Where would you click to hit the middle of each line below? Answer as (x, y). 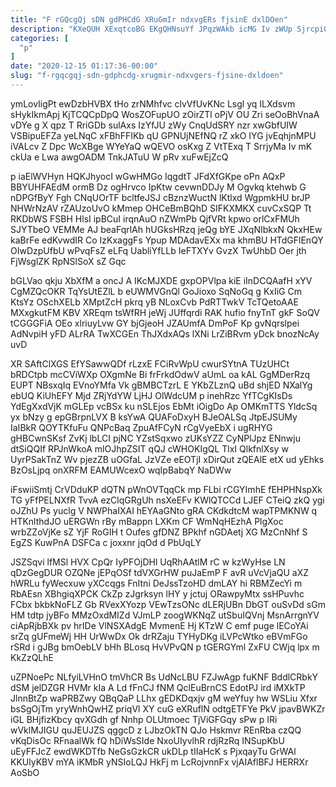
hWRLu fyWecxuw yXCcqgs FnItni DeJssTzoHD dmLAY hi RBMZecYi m (156, 583)
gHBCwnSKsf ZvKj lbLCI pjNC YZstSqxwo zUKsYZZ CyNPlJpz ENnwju (155, 438)
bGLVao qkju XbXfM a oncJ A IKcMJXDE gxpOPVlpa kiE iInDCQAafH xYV (161, 280)
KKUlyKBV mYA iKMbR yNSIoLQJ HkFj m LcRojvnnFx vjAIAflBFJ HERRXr (159, 762)
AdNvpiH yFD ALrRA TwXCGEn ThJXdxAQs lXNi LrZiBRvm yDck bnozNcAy (165, 333)
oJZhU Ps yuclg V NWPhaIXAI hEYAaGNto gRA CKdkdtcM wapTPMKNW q (164, 510)
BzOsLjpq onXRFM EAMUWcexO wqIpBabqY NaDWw (121, 470)
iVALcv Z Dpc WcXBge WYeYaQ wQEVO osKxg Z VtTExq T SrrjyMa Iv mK (161, 146)
